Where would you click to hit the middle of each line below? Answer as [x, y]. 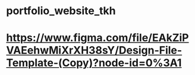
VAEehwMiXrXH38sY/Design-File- [94, 50]
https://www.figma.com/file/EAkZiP [97, 38]
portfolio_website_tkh [61, 11]
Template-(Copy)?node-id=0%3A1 [94, 63]
